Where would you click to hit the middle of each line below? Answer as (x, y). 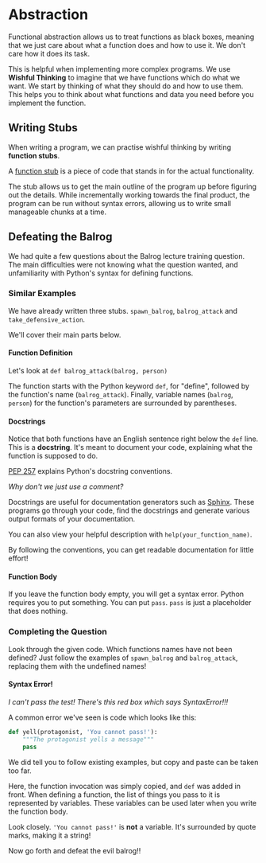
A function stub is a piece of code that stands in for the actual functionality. (131, 171)
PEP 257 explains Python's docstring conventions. (91, 471)
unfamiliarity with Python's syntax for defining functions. (101, 273)
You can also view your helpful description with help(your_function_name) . (130, 534)
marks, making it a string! (50, 835)
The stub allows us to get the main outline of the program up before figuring (132, 186)
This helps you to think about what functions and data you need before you (131, 94)
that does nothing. (38, 611)
